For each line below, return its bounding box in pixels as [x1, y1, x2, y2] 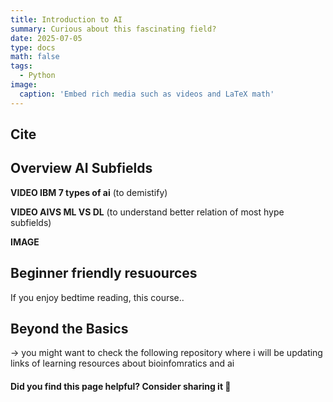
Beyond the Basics [10, 321, 129, 338]
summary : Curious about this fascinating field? [10, 24, 217, 34]
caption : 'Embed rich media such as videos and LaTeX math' [19, 89, 275, 99]
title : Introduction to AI [10, 14, 123, 25]
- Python [19, 71, 56, 81]
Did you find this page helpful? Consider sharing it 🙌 [10, 381, 232, 393]
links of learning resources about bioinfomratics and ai [10, 357, 235, 370]
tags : [10, 61, 33, 71]
